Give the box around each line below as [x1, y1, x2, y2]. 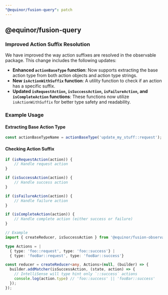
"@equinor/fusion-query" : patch [5, 7, 72, 12]
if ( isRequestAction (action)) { [5, 157, 72, 162]
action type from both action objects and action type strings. [12, 72, 137, 78]
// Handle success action [14, 180, 68, 185]
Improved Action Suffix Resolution [5, 40, 90, 47]
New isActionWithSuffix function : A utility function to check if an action [12, 78, 162, 84]
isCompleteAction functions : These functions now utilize [12, 93, 129, 100]
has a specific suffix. [12, 83, 55, 89]
